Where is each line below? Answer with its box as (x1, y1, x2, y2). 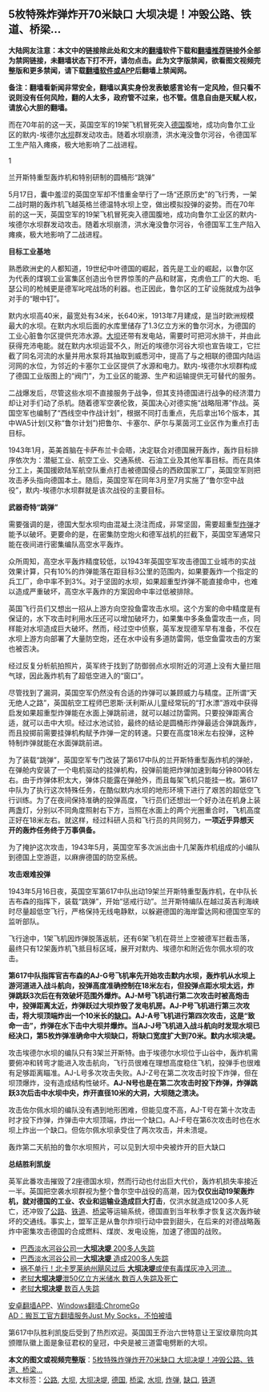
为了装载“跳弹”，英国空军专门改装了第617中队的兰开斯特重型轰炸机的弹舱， (8, 755, 258, 765)
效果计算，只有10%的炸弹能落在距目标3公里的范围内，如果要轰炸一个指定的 (8, 566, 259, 576)
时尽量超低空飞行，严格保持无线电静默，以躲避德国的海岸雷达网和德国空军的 (8, 906, 261, 916)
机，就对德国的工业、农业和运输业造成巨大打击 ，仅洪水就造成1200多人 (8, 1196, 242, 1206)
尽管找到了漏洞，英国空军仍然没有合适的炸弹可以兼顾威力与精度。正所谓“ (8, 688, 251, 697)
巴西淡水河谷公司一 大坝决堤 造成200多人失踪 (19, 1253, 169, 1263)
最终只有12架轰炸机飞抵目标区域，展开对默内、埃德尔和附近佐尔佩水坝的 (8, 944, 247, 953)
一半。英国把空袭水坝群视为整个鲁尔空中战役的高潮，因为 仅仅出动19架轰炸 (8, 1186, 255, 1195)
